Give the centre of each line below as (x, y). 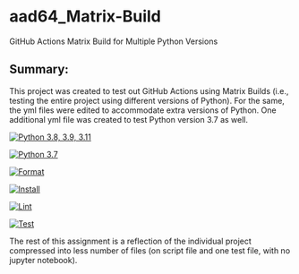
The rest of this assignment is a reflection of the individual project (131, 241)
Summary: (39, 69)
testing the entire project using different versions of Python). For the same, (147, 100)
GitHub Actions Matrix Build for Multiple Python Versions (114, 41)
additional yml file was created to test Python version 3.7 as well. (129, 119)
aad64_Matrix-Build (85, 17)
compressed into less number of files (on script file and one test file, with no (150, 250)
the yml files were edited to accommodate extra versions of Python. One (143, 110)
